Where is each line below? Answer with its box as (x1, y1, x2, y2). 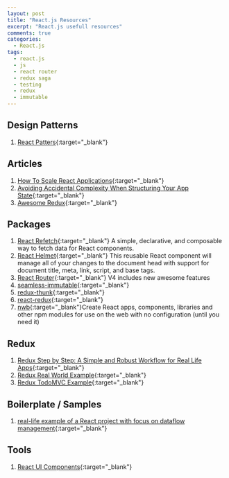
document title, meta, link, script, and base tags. (17, 266, 155, 274)
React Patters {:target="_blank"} (17, 138, 108, 146)
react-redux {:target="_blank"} (17, 296, 104, 304)
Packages (7, 219, 51, 231)
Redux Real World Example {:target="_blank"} (17, 371, 147, 380)
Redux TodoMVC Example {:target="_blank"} (17, 378, 144, 387)
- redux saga (13, 74, 51, 82)
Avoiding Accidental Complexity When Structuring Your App (17, 184, 189, 192)
